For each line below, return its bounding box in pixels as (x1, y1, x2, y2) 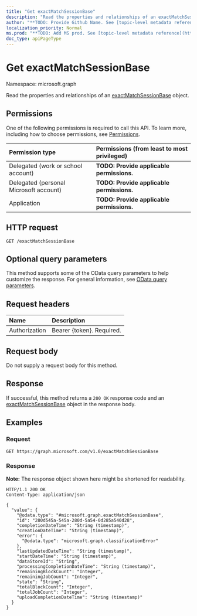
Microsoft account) (9, 186, 62, 194)
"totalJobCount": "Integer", (16, 589, 88, 595)
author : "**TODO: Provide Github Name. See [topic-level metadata (6, 19, 172, 25)
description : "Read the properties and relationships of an (6, 14, 157, 20)
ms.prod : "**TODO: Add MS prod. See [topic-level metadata (6, 30, 154, 36)
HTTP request (6, 223, 59, 233)
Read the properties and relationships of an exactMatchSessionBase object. (6, 91, 189, 98)
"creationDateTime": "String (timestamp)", (16, 527, 125, 533)
